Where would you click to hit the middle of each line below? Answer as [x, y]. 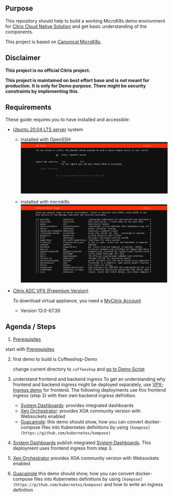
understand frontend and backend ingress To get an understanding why [89, 379]
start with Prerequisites [30, 349]
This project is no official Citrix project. [48, 70]
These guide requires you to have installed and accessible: [68, 120]
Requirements [28, 107]
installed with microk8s [45, 202]
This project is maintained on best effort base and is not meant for [77, 80]
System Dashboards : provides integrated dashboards [77, 405]
